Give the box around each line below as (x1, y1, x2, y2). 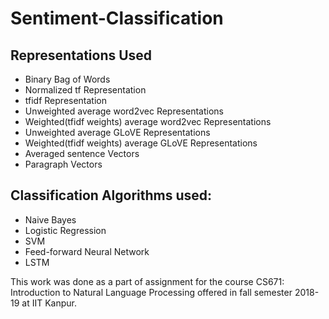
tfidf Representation (24, 95, 108, 106)
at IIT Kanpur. (21, 297, 78, 309)
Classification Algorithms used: (10, 187, 213, 204)
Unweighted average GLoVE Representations (24, 127, 211, 138)
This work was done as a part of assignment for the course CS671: (10, 275, 285, 287)
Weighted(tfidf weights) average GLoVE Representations (24, 137, 258, 149)
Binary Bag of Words (24, 73, 111, 85)
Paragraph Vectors (24, 158, 103, 170)
